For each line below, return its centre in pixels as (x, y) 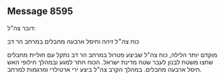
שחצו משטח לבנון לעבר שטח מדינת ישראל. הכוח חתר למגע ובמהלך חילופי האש (110, 62)
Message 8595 (40, 11)
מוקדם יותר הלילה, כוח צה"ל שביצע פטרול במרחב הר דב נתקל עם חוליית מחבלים (112, 54)
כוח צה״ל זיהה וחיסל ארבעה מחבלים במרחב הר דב (73, 41)
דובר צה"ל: (21, 28)
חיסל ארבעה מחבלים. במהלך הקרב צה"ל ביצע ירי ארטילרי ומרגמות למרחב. (104, 69)
